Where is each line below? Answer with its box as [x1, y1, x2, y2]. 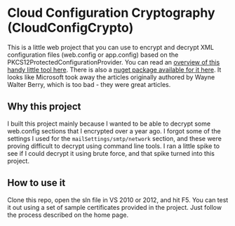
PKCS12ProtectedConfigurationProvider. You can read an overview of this [7, 58, 220, 66]
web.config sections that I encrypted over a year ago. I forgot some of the [7, 126, 221, 135]
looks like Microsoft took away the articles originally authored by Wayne [7, 72, 215, 81]
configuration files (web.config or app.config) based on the [7, 51, 179, 59]
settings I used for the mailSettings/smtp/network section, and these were [7, 134, 222, 142]
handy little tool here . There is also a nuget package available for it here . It [7, 65, 222, 74]
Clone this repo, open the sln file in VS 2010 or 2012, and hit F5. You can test [7, 195, 229, 204]
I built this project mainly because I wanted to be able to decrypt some [7, 119, 211, 128]
